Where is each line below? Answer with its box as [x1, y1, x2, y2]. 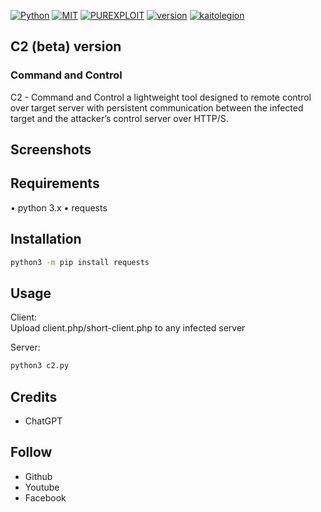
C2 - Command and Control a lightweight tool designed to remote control [10, 91, 312, 103]
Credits [10, 388, 58, 405]
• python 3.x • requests [10, 201, 108, 214]
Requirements [10, 175, 100, 192]
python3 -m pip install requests [10, 257, 150, 267]
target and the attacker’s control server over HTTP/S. [10, 112, 229, 124]
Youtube [24, 481, 60, 493]
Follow [10, 444, 53, 461]
